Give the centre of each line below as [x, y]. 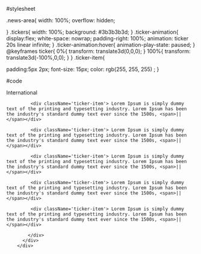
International [22, 92]
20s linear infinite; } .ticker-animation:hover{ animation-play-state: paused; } [101, 45]
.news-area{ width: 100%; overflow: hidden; [61, 20]
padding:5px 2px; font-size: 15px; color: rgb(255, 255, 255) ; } [83, 69]
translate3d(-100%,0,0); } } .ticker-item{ [56, 57]
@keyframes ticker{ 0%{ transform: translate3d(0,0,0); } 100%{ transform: [98, 51]
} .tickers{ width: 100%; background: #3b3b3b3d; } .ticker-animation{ [92, 32]
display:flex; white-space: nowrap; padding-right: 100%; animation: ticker [97, 38]
